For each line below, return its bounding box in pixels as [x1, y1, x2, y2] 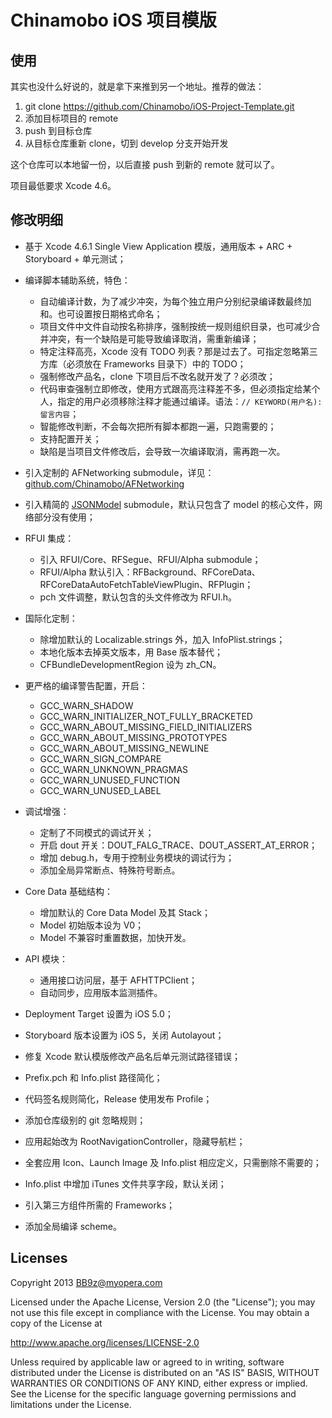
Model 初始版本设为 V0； [39, 919, 144, 931]
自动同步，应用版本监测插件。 [39, 986, 163, 998]
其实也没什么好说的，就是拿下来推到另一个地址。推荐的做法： [10, 81, 265, 92]
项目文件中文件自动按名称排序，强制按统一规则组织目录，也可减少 [39, 320, 312, 332]
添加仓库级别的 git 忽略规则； [24, 1114, 147, 1126]
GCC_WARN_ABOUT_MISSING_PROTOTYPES [39, 731, 228, 743]
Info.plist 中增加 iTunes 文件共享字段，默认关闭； [24, 1177, 227, 1190]
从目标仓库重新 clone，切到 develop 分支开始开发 [24, 137, 229, 149]
